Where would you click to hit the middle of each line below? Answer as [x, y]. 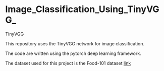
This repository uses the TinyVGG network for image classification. [75, 43]
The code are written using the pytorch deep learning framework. [73, 53]
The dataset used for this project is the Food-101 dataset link [68, 63]
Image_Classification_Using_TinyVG [82, 9]
